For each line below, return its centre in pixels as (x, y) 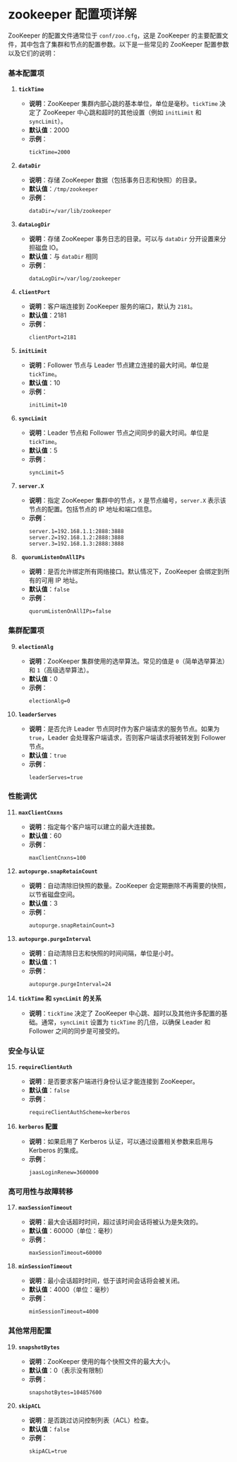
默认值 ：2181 (48, 315)
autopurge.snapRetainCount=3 (72, 925)
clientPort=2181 (53, 338)
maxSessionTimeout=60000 (65, 1253)
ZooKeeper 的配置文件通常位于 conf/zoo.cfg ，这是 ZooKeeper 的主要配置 (115, 35)
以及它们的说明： (33, 53)
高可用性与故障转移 (41, 1192)
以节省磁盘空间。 (54, 894)
